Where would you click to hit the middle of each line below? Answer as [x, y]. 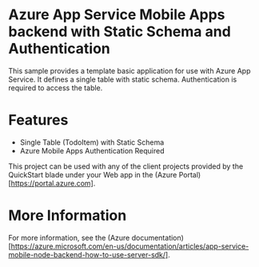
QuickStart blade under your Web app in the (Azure [93, 174]
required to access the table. [56, 88]
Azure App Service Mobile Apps [117, 15]
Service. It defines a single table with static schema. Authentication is [123, 79]
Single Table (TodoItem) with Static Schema [92, 142]
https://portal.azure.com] [52, 183]
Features [38, 120]
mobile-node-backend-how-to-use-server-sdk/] [88, 254]
